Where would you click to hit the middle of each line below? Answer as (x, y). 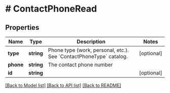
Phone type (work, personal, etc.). (88, 50)
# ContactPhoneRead (51, 9)
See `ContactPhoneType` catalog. (88, 56)
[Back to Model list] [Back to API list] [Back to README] (63, 85)
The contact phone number (80, 65)
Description (91, 42)
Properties (22, 28)
